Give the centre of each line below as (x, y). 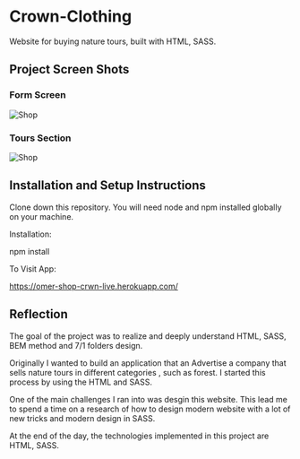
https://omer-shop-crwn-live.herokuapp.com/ (94, 286)
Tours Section (40, 138)
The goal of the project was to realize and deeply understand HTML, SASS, (148, 336)
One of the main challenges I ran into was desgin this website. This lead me (149, 399)
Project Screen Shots (69, 69)
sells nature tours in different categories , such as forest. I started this (137, 372)
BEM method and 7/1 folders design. (76, 345)
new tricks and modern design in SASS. (82, 418)
